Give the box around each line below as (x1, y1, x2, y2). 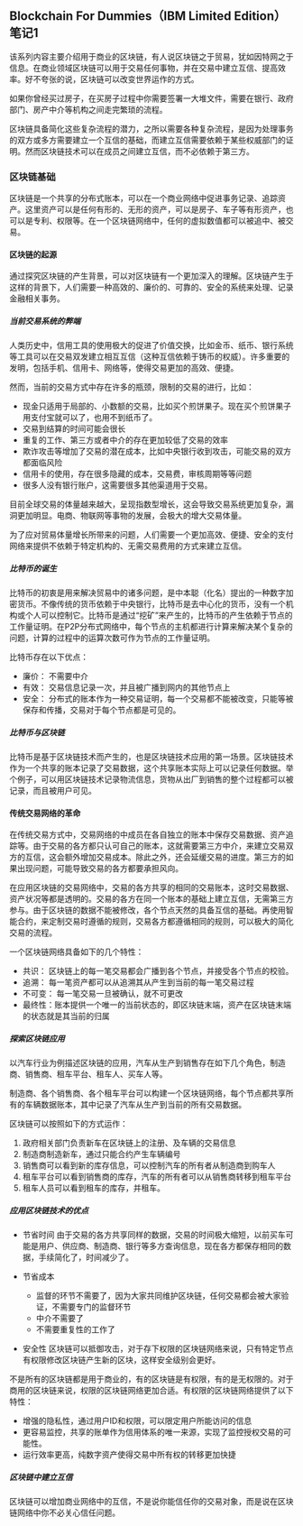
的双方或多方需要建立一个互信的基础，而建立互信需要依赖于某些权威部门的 (9, 134, 286, 145)
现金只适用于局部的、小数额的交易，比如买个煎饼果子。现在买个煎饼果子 (22, 400, 291, 412)
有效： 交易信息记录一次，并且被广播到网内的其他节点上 (22, 682, 231, 693)
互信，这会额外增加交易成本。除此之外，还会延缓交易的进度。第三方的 (24, 851, 286, 863)
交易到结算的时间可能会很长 (22, 423, 126, 435)
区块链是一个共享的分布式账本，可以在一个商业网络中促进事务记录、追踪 (9, 193, 278, 204)
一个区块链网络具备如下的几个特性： (9, 946, 144, 958)
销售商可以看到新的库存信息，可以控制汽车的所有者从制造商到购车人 (22, 1160, 276, 1171)
